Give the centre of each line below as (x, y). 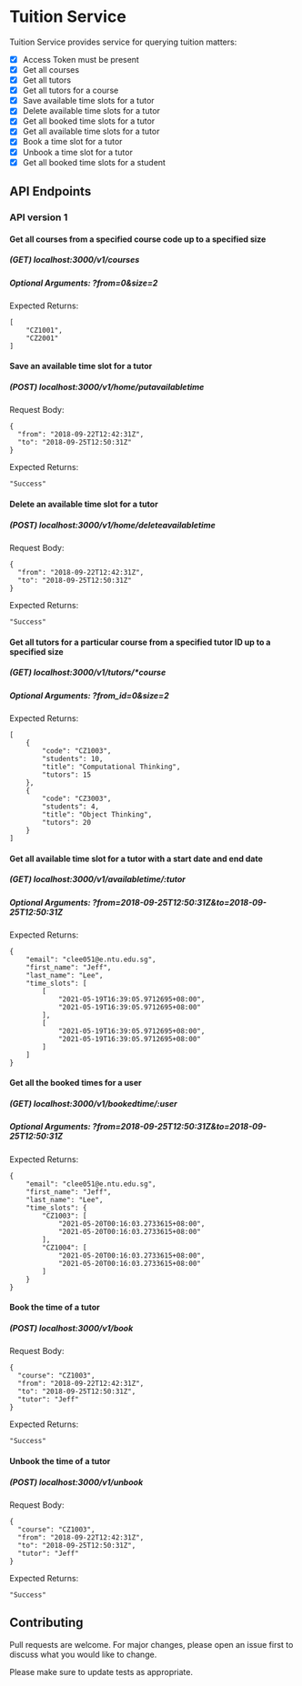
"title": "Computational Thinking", (111, 767)
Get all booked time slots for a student (94, 162)
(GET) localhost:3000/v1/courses (75, 260)
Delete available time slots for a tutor (91, 111)
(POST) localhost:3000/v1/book (71, 1328)
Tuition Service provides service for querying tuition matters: (123, 42)
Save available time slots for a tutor (88, 101)
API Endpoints (50, 191)
